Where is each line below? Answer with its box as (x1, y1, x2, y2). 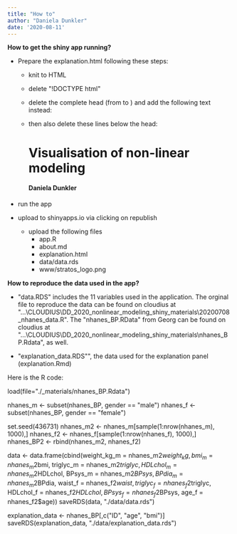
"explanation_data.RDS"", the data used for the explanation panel (17, 352, 209, 360)
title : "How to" (7, 10, 56, 18)
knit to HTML (28, 70, 67, 79)
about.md (38, 242, 68, 251)
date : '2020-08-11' (7, 23, 65, 31)
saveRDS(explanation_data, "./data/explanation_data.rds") (7, 518, 177, 527)
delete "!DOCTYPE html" (28, 85, 101, 93)
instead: (28, 106, 52, 115)
